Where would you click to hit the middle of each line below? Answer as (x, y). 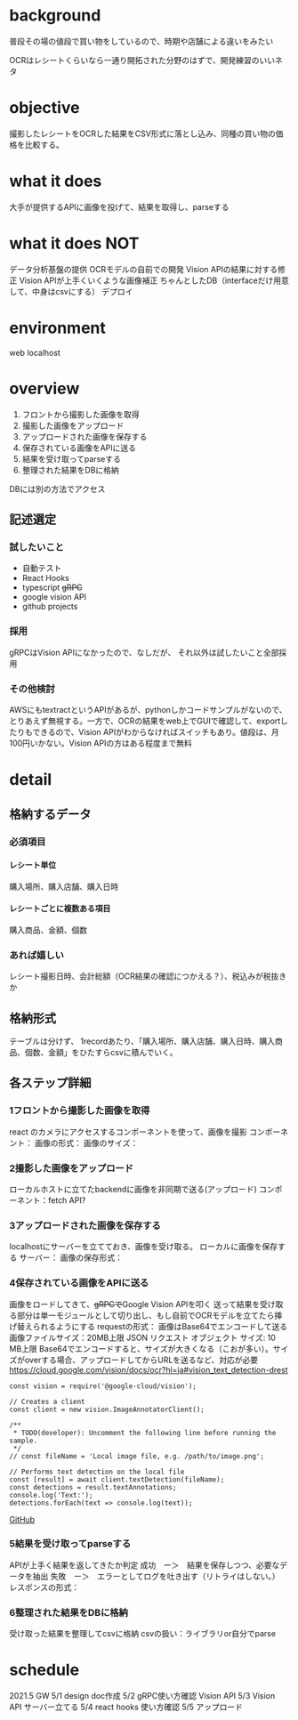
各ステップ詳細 (50, 1083)
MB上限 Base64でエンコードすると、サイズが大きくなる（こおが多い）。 (141, 1348)
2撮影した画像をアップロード (71, 1168)
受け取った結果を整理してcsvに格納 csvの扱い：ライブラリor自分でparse (143, 1634)
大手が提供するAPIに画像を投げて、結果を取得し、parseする (119, 206)
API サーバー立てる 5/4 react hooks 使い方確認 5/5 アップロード (126, 1707)
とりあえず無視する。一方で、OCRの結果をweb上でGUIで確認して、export (145, 721)
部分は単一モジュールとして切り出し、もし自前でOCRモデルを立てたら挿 (149, 1315)
